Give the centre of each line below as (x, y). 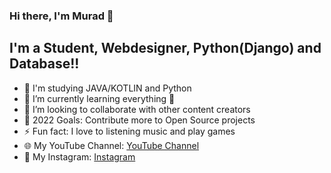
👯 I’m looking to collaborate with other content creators (137, 109)
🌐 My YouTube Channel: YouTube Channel (111, 145)
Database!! (44, 64)
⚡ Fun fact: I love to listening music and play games (129, 131)
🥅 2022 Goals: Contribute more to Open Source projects (139, 120)
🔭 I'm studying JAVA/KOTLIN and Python (107, 88)
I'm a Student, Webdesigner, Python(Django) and (165, 48)
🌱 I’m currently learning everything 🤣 (99, 98)
